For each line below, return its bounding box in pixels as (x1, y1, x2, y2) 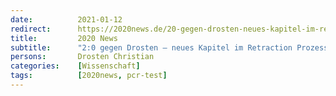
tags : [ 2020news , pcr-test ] (10, 71, 168, 81)
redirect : (10, 24, 52, 34)
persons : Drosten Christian (10, 52, 155, 62)
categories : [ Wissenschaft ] (10, 61, 141, 71)
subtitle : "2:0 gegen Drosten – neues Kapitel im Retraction (10, 42, 293, 53)
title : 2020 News (10, 33, 118, 43)
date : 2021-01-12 (10, 14, 123, 25)
